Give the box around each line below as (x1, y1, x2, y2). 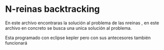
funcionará (5, 40, 27, 46)
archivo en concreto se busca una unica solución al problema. (5, 25, 132, 31)
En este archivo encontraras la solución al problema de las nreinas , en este (5, 20, 160, 26)
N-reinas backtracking (5, 3, 100, 15)
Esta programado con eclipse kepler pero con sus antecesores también (5, 35, 151, 41)
